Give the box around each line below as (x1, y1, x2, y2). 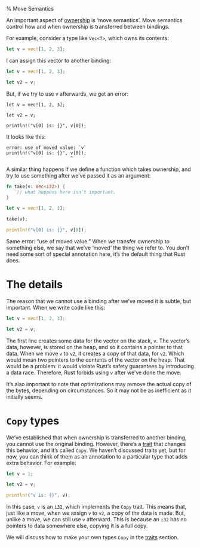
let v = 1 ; (6, 470, 33, 477)
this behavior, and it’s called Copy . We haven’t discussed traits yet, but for (6, 447, 186, 454)
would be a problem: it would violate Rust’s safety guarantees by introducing (6, 362, 194, 369)
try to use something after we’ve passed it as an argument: (6, 172, 151, 179)
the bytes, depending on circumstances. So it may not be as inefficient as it (6, 387, 192, 394)
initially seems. (6, 393, 43, 400)
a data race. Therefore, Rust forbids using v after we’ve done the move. (6, 369, 182, 376)
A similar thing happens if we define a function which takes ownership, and (6, 166, 191, 173)
